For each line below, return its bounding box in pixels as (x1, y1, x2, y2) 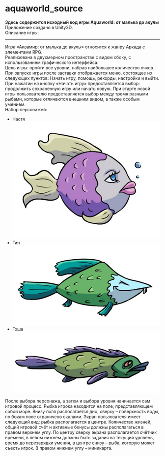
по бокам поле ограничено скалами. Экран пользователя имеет (5, 414, 141, 420)
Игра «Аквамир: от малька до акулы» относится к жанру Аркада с (5, 44, 145, 50)
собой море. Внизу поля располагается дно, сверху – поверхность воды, (5, 408, 160, 414)
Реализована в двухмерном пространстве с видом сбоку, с (5, 54, 131, 60)
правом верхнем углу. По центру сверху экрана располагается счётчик (5, 429, 157, 435)
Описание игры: (5, 30, 39, 35)
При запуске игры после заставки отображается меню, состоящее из (5, 70, 152, 76)
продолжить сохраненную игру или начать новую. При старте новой (5, 86, 151, 91)
